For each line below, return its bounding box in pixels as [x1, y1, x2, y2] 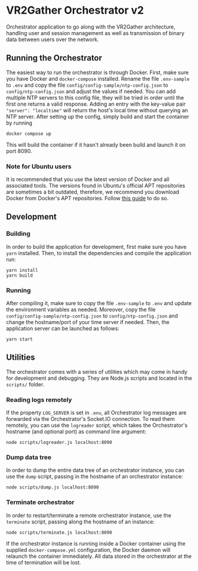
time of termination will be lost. [6, 559, 82, 566]
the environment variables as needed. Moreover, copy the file [6, 306, 156, 313]
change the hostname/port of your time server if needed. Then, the [6, 319, 170, 326]
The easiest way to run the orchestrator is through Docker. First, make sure [6, 69, 189, 76]
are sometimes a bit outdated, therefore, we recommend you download [6, 188, 179, 196]
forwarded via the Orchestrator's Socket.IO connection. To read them [6, 415, 175, 423]
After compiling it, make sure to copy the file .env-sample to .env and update [6, 300, 192, 307]
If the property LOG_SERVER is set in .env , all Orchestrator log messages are [6, 409, 187, 416]
